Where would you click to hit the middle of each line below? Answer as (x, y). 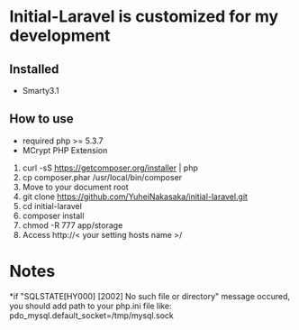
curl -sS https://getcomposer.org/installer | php (110, 168)
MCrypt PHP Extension (65, 150)
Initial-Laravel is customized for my (144, 17)
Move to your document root (75, 187)
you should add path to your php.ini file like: (91, 306)
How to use (41, 119)
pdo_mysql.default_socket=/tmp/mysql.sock (91, 315)
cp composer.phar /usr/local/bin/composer (102, 177)
